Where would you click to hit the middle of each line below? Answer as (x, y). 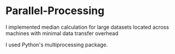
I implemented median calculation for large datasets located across (87, 27)
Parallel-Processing (55, 11)
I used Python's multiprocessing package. (57, 45)
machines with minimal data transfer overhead (62, 33)
